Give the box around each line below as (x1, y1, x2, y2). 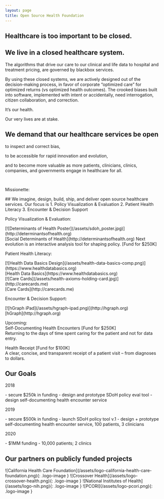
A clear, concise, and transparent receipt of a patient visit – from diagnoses (5, 350, 156, 356)
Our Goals (5, 369, 37, 377)
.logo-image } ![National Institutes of (54, 478, 127, 484)
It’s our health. (5, 106, 34, 112)
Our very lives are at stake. (5, 116, 59, 122)
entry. (5, 335, 17, 341)
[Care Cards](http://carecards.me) (5, 286, 74, 292)
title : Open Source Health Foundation (5, 13, 84, 18)
